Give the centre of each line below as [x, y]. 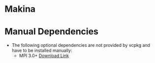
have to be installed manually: [42, 51]
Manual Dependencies [52, 32]
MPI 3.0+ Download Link [44, 56]
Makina [20, 9]
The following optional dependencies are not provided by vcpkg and [81, 45]
